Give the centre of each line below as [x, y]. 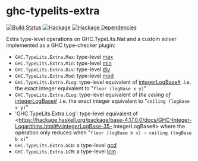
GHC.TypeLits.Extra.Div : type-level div [62, 69]
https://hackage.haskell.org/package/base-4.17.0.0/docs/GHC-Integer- [105, 119]
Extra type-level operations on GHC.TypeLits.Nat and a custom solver [91, 39]
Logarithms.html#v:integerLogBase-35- [63, 126]
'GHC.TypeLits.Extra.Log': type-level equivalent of [76, 113]
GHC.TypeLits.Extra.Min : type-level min [63, 63]
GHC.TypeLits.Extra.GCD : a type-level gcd [66, 145]
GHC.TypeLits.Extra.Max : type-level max [64, 56]
